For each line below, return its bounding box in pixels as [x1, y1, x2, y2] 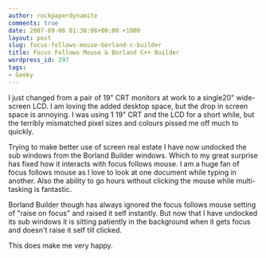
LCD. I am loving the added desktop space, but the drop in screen [32, 101, 248, 111]
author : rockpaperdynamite [8, 11, 98, 20]
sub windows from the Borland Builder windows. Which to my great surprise [8, 150, 259, 160]
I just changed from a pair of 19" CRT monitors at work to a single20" [8, 92, 235, 102]
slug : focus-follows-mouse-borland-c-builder [8, 41, 162, 49]
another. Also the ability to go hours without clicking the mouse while [8, 176, 235, 186]
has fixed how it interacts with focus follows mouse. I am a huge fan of [8, 158, 241, 168]
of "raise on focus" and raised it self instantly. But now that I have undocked [8, 208, 258, 217]
